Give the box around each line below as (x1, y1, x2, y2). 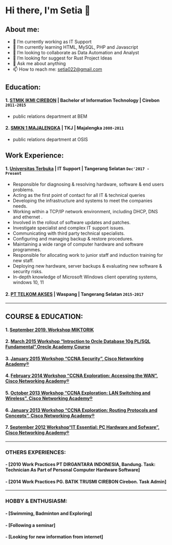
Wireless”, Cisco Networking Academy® (5, 395, 93, 401)
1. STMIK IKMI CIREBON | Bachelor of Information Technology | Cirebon (5, 97, 160, 103)
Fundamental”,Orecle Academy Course (5, 344, 91, 350)
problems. (12, 187, 34, 193)
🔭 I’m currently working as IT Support (12, 38, 92, 45)
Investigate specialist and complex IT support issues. (12, 225, 125, 231)
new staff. (12, 257, 34, 264)
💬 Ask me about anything (12, 60, 66, 66)
